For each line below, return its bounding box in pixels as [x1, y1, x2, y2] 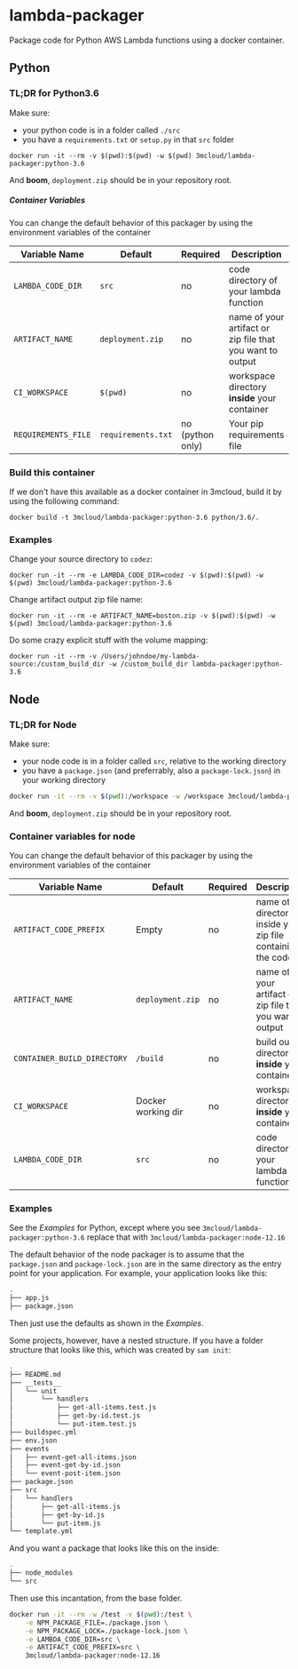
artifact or [229, 322, 271, 334]
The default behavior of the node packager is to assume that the [9, 1250, 245, 1260]
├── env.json [9, 1436, 58, 1445]
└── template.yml [9, 1527, 74, 1536]
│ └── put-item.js [9, 1519, 101, 1528]
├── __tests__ [9, 1378, 62, 1387]
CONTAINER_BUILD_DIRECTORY [13, 1054, 128, 1064]
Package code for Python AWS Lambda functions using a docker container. [9, 35, 285, 45]
